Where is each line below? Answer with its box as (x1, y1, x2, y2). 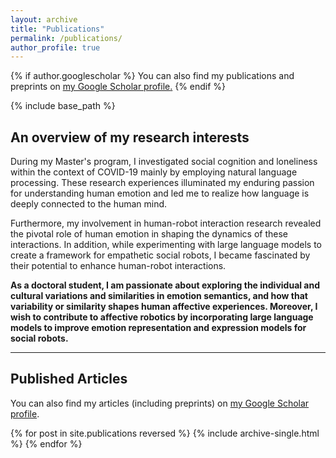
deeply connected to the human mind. (10, 198, 168, 210)
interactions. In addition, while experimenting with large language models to (10, 239, 322, 251)
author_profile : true (10, 42, 101, 53)
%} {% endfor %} (10, 437, 83, 450)
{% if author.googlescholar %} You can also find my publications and (10, 70, 295, 82)
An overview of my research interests (10, 129, 250, 146)
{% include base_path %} (10, 100, 116, 112)
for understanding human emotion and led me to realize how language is (10, 187, 310, 200)
